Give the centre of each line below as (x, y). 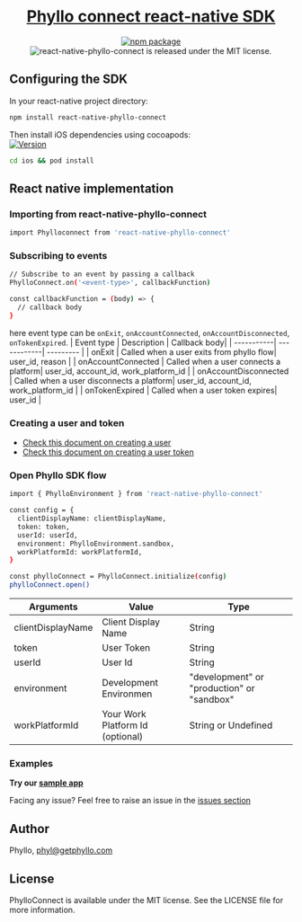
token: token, (44, 527)
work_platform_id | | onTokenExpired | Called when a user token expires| (143, 390)
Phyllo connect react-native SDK (151, 17)
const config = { (42, 510)
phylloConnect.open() (50, 585)
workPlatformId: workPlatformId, (80, 552)
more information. (42, 910)
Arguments (53, 607)
